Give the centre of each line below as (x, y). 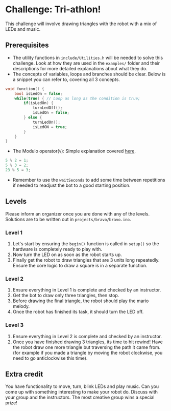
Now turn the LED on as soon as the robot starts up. (67, 255)
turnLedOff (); (47, 108)
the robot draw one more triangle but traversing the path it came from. (87, 347)
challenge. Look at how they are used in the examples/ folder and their (86, 63)
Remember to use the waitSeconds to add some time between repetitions (89, 180)
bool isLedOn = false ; (39, 93)
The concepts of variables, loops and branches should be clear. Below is (89, 74)
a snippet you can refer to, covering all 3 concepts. (66, 79)
